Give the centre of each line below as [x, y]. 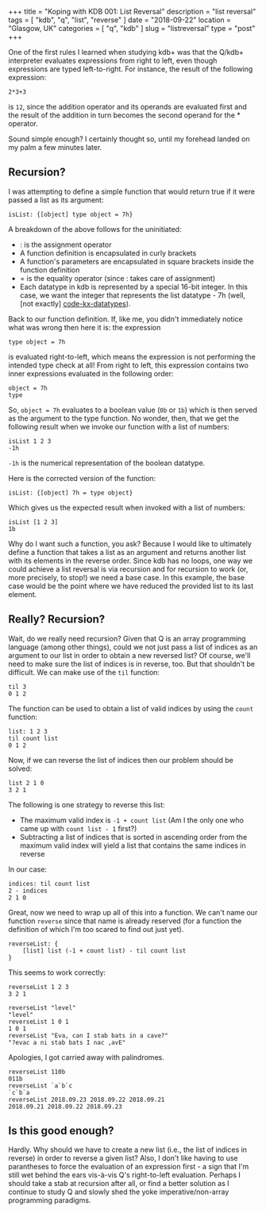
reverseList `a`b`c [40, 1086]
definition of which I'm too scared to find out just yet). [96, 929]
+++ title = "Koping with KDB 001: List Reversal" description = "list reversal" [132, 12]
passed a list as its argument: [56, 200]
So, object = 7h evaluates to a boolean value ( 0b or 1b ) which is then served [133, 410]
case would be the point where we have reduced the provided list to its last [131, 586]
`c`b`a [19, 1092]
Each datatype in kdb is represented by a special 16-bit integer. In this [134, 287]
